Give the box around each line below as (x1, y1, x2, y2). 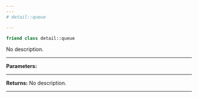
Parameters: (6, 63, 37, 70)
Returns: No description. (6, 80, 67, 87)
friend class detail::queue (6, 35, 75, 41)
